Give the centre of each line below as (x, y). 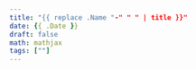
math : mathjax (36, 43)
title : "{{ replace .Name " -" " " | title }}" (98, 17)
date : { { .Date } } (44, 26)
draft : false (34, 34)
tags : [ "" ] (30, 51)
